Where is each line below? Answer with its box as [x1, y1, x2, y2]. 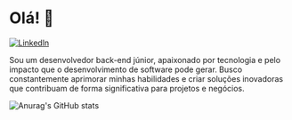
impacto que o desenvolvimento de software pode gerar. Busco [9, 64, 243, 75]
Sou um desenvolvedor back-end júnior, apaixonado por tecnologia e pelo [9, 54, 281, 65]
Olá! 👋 [9, 8, 54, 28]
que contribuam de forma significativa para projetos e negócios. [9, 83, 245, 93]
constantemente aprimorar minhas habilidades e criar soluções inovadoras [9, 73, 283, 84]
